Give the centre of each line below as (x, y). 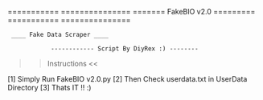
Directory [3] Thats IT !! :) (49, 88)
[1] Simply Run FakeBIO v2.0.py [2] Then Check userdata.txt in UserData (127, 79)
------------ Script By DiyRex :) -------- (124, 49)
